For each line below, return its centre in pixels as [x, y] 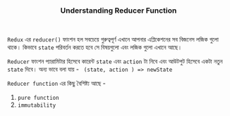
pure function [38, 98]
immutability [37, 105]
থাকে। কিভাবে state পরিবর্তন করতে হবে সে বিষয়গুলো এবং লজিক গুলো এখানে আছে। [95, 47]
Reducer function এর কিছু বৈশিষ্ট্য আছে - [56, 84]
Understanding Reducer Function [119, 11]
